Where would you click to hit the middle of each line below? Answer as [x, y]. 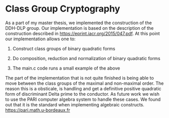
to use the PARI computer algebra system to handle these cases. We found [83, 99]
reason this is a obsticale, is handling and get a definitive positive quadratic [83, 88]
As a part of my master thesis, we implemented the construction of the [79, 23]
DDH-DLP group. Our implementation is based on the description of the [79, 28]
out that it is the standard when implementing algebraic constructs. [75, 104]
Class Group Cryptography [63, 9]
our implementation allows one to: [40, 39]
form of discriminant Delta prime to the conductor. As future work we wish [82, 94]
